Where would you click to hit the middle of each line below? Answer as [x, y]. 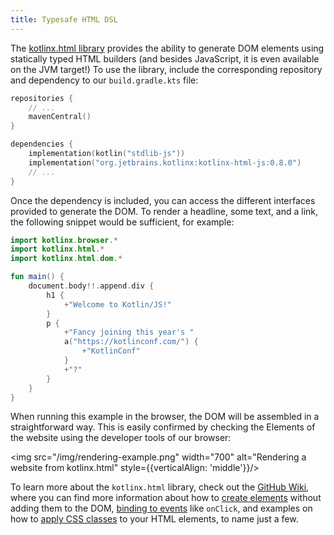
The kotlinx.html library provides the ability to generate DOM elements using [167, 48]
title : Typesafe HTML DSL [64, 19]
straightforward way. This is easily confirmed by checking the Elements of [163, 427]
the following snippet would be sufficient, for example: [122, 222]
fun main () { [37, 277]
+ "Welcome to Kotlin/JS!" [117, 304]
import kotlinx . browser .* [64, 240]
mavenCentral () [60, 117]
